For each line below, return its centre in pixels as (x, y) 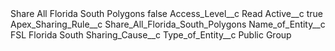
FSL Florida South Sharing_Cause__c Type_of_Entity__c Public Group (151, 35)
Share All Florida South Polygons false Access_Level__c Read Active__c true (166, 13)
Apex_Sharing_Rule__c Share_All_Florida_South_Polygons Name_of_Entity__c (168, 24)
